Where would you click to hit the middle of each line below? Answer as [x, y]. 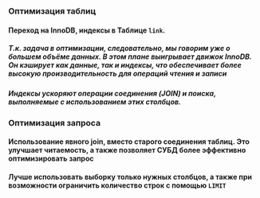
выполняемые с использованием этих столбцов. [95, 102]
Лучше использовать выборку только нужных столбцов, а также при [130, 177]
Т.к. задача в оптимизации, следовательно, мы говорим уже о [119, 49]
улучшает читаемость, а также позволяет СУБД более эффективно [127, 150]
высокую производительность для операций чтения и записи [118, 74]
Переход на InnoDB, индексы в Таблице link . [87, 30]
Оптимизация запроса [55, 122]
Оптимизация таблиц [52, 11]
